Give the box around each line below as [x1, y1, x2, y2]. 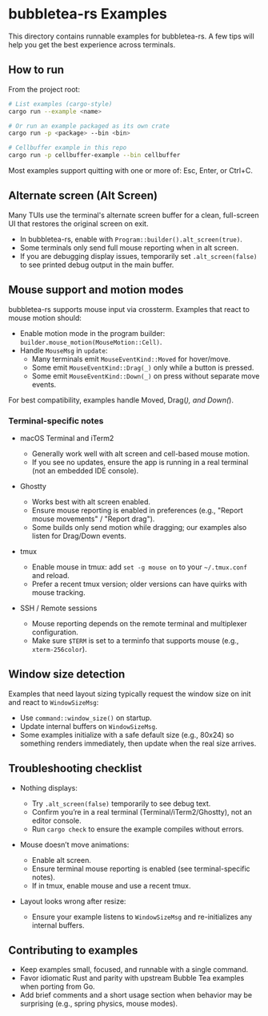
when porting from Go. [19, 982, 95, 991]
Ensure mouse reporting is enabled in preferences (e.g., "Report [31, 505, 244, 515]
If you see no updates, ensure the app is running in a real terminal [31, 457, 249, 467]
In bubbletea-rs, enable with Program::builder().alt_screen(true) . [19, 234, 242, 244]
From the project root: [8, 84, 80, 94]
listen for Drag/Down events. [31, 531, 126, 540]
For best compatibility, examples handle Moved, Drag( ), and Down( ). [8, 395, 234, 405]
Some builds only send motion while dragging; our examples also [31, 522, 247, 532]
